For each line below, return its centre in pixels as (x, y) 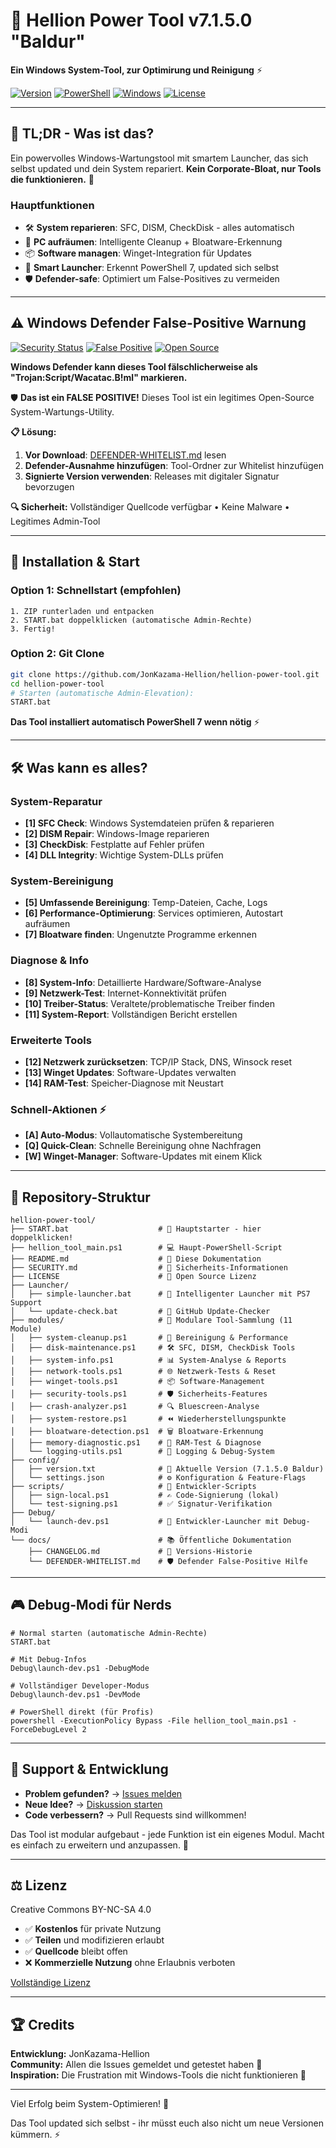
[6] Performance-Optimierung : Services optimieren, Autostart (154, 913)
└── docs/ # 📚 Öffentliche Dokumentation (151, 1540)
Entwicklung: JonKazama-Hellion (80, 2054)
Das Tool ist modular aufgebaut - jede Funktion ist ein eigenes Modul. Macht (167, 1834)
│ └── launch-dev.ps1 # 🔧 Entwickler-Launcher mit (145, 1522)
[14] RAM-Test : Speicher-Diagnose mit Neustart (124, 1083)
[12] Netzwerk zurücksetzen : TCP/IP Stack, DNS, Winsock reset (158, 1061)
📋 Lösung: (33, 431)
